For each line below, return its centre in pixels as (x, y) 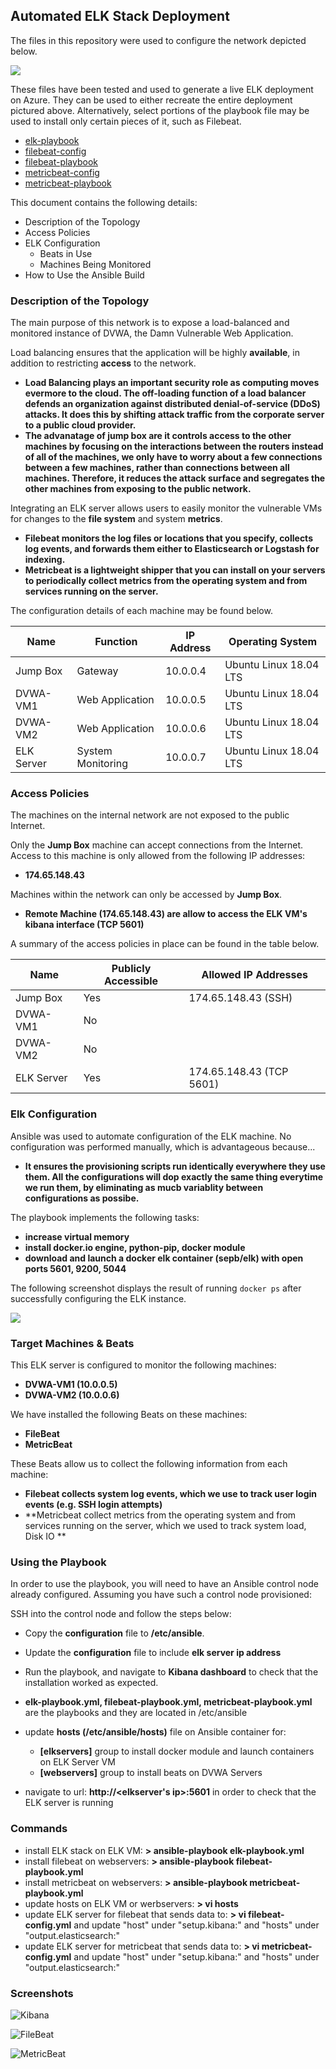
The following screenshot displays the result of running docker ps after (156, 1288)
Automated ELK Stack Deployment (120, 16)
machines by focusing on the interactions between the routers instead (174, 446)
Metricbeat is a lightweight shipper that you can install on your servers (175, 570)
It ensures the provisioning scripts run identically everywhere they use (175, 1166)
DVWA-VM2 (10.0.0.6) (72, 1395)
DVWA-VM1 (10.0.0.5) (71, 1384)
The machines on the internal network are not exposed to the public (150, 815)
